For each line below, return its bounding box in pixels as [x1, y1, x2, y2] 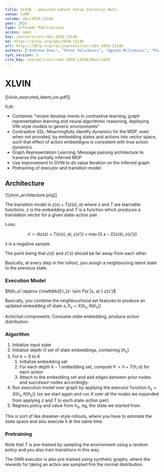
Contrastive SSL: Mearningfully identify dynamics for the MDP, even [12, 129, 149, 135]
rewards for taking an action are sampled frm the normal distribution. [5, 461, 144, 467]
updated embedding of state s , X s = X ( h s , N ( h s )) [5, 303, 102, 310]
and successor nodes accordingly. [19, 379, 89, 386]
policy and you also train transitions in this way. [5, 447, 100, 452]
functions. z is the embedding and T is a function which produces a [5, 207, 141, 212]
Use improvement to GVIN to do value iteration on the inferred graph [12, 160, 150, 166]
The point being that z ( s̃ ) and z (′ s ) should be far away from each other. [5, 250, 147, 256]
